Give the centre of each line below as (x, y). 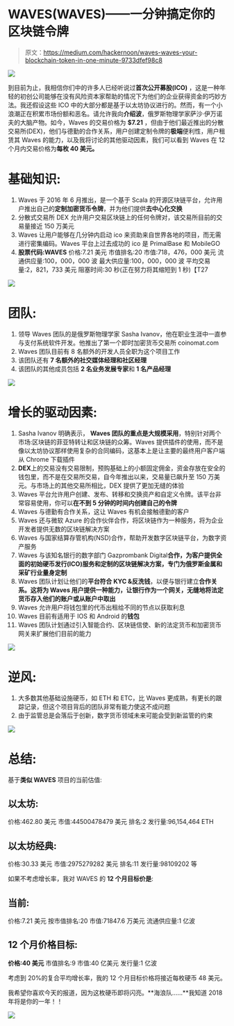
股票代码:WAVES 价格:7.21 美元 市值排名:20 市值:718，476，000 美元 (117, 252)
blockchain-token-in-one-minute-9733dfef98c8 (93, 60)
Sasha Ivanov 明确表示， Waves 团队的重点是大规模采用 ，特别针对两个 (119, 433)
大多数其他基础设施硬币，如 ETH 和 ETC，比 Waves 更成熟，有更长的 (117, 698)
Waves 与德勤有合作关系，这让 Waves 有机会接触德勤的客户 (103, 511)
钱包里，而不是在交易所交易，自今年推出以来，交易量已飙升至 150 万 (116, 476)
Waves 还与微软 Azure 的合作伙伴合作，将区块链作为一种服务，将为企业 (121, 520)
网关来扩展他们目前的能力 (55, 633)
